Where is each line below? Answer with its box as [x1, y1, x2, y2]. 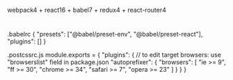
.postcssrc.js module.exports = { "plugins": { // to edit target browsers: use [7, 51, 221, 59]
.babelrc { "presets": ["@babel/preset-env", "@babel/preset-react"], [7, 30, 203, 39]
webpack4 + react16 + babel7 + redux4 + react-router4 [7, 6, 167, 14]
